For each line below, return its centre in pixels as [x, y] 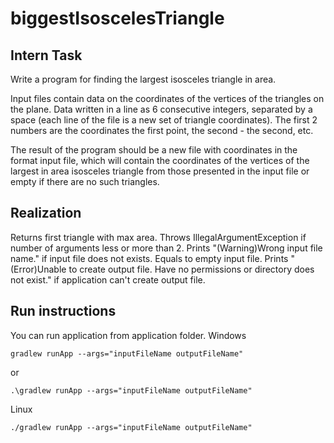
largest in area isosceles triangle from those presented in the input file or [160, 171]
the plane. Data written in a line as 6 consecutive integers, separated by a [161, 109]
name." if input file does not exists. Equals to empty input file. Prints [149, 258]
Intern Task [46, 55]
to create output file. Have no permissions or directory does [191, 269]
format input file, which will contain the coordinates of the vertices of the [160, 160]
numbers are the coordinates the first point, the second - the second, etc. [162, 130]
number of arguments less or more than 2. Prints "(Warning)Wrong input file [166, 248]
